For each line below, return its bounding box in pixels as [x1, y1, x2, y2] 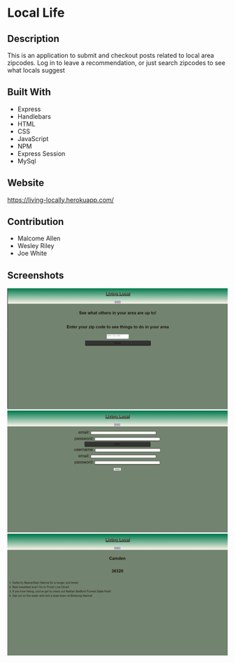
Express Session [17, 149, 66, 158]
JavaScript [17, 134, 49, 143]
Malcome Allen [17, 234, 61, 242]
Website [7, 177, 44, 189]
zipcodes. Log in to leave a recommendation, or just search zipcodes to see [7, 59, 226, 67]
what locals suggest [7, 66, 65, 74]
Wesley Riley [17, 242, 55, 250]
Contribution [7, 216, 64, 228]
